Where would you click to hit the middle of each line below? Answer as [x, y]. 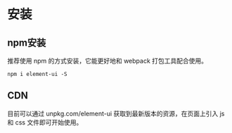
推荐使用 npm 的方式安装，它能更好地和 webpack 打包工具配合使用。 [108, 61]
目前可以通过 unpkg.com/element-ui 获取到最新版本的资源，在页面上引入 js [116, 113]
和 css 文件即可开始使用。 [45, 122]
